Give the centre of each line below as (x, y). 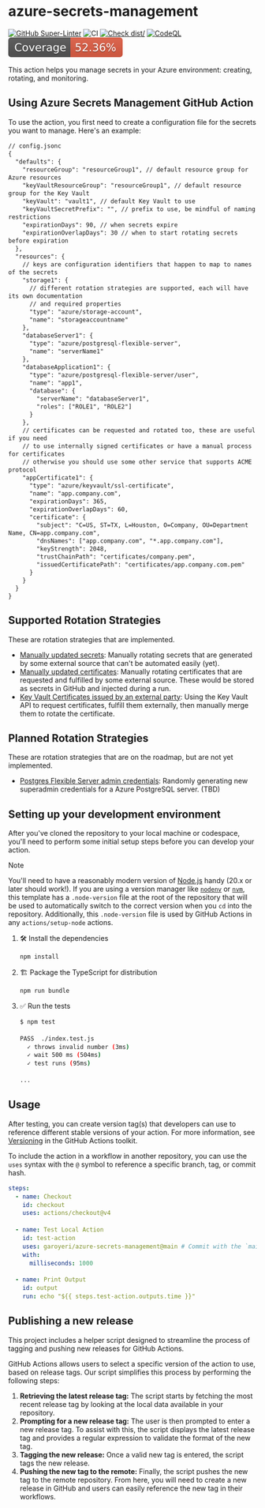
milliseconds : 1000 (61, 1263)
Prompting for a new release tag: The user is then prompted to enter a (135, 1421)
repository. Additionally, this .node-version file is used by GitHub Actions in (130, 914)
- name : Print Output (51, 1280)
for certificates (37, 454)
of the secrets (33, 272)
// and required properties (75, 304)
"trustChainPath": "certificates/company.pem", (116, 557)
